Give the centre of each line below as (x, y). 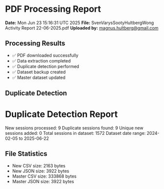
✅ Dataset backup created (39, 72)
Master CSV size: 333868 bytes (44, 176)
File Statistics (26, 154)
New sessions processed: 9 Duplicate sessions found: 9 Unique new (74, 128)
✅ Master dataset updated (39, 77)
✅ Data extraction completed (41, 61)
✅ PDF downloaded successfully (45, 55)
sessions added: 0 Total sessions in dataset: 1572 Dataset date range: (75, 133)
